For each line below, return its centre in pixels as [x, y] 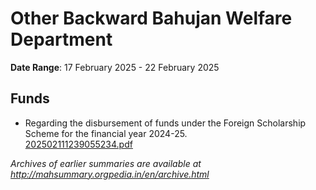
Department [61, 39]
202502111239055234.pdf [78, 144]
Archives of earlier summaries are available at [106, 163]
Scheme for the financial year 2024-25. [106, 133]
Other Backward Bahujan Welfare [151, 18]
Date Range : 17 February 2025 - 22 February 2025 [115, 67]
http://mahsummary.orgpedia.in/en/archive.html [110, 174]
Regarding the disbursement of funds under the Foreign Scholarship [165, 123]
